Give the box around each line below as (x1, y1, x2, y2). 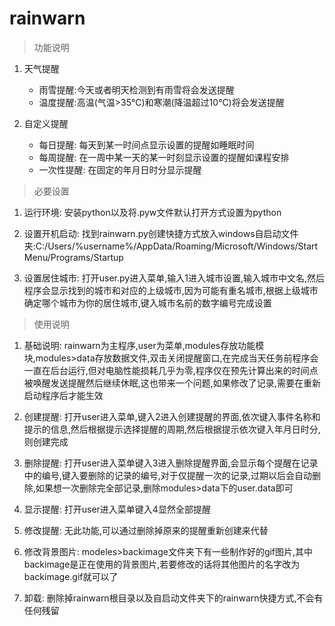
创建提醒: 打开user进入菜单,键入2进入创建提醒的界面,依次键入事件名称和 (23, 410, 321, 422)
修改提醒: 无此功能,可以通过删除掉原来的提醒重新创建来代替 (23, 524, 269, 536)
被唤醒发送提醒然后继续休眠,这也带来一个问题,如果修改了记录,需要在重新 (23, 377, 321, 389)
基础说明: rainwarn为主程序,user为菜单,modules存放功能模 (23, 339, 265, 351)
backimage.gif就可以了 (23, 570, 119, 582)
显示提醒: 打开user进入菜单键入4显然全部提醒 (23, 503, 211, 515)
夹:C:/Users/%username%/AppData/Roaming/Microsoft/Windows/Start (23, 240, 319, 252)
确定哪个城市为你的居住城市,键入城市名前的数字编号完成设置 (23, 297, 272, 309)
